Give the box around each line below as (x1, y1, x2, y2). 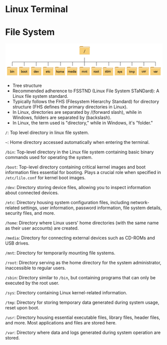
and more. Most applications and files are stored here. (5, 319, 116, 325)
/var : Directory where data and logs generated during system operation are (5, 329, 161, 335)
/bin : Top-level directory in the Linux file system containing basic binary (5, 149, 154, 155)
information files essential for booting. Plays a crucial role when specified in (5, 169, 161, 175)
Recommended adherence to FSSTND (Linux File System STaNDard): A (12, 88, 159, 94)
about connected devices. (5, 190, 59, 196)
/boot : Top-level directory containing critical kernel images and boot (5, 164, 146, 170)
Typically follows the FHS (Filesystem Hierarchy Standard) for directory (12, 98, 159, 104)
